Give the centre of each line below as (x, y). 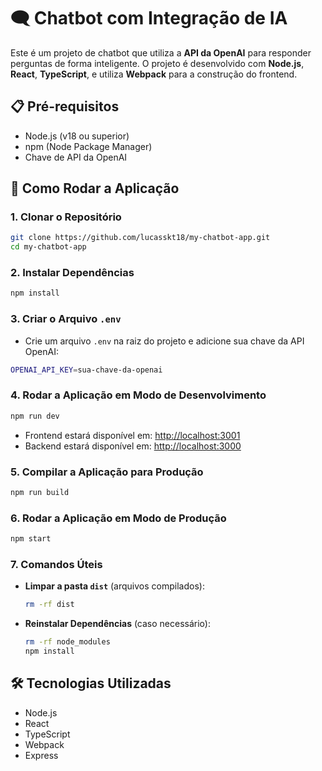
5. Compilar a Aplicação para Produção (107, 472)
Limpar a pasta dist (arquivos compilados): (114, 586)
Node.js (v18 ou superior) (77, 136)
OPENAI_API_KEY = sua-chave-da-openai (86, 370)
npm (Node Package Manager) (88, 146)
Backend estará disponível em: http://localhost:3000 (133, 446)
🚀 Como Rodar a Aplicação (95, 188)
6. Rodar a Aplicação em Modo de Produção (118, 518)
